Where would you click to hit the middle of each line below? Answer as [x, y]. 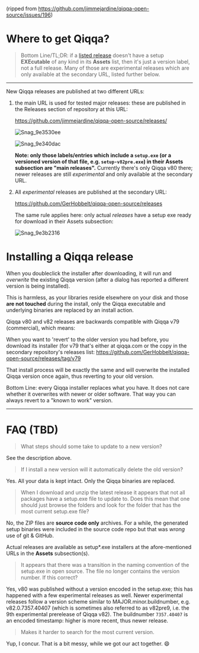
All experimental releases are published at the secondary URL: [91, 192]
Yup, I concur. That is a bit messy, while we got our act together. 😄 [88, 643]
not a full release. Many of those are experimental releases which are [105, 68]
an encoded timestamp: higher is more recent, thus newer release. [87, 620]
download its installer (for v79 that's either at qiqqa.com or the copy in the [97, 346]
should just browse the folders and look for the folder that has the [101, 505]
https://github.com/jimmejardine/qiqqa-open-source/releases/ [91, 121]
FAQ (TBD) [32, 430]
